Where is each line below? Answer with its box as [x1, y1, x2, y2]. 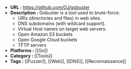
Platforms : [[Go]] [10, 48, 48, 53]
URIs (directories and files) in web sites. [17, 15, 101, 21]
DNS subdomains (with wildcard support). [17, 20, 106, 26]
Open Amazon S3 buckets [17, 31, 73, 37]
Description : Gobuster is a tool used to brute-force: [10, 10, 120, 16]
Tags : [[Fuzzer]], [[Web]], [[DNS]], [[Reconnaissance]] [10, 58, 126, 64]
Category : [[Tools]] [10, 53, 53, 59]
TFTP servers [17, 42, 47, 48]
